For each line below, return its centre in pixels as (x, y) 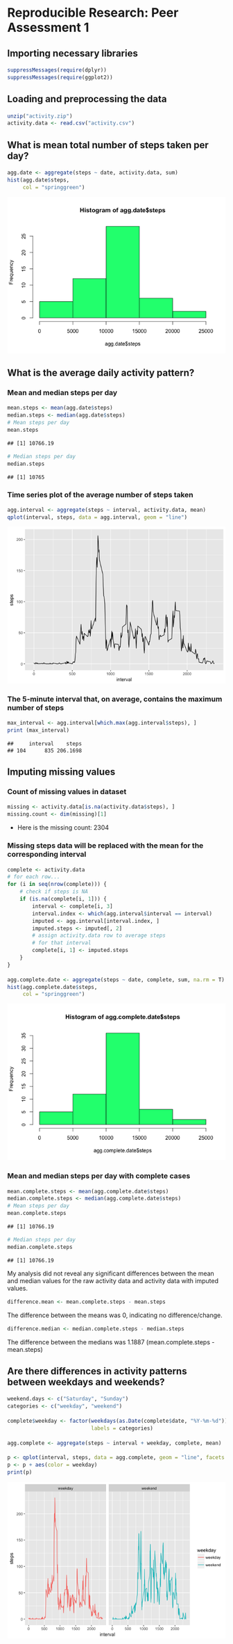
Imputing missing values (61, 772)
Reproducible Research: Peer (93, 13)
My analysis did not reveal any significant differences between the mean (111, 1273)
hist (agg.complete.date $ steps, (52, 987)
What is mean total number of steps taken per (108, 145)
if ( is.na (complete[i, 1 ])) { (63, 899)
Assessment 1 (48, 27)
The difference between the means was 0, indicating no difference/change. (115, 1315)
